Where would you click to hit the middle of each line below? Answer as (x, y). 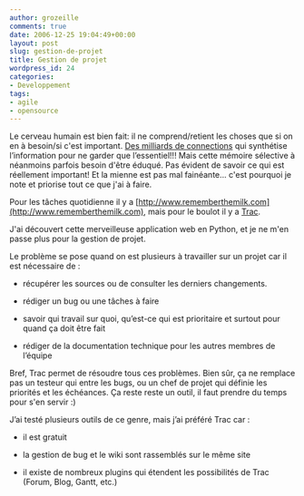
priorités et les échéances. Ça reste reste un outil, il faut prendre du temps (148, 393)
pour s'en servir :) (43, 402)
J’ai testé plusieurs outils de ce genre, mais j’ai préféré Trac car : (130, 420)
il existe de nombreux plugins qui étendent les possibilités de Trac (146, 472)
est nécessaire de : (45, 266)
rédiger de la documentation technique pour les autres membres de (149, 346)
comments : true (38, 26)
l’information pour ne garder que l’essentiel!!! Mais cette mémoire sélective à (152, 156)
